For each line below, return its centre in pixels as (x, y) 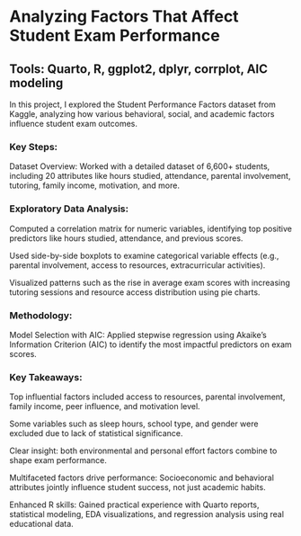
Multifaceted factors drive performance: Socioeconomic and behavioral (142, 478)
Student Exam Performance (115, 36)
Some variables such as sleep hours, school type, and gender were (134, 424)
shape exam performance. (58, 460)
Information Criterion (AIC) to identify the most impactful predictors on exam (150, 344)
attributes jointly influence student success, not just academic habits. (138, 487)
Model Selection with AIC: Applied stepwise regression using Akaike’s (138, 335)
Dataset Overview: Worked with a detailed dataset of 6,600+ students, (140, 166)
